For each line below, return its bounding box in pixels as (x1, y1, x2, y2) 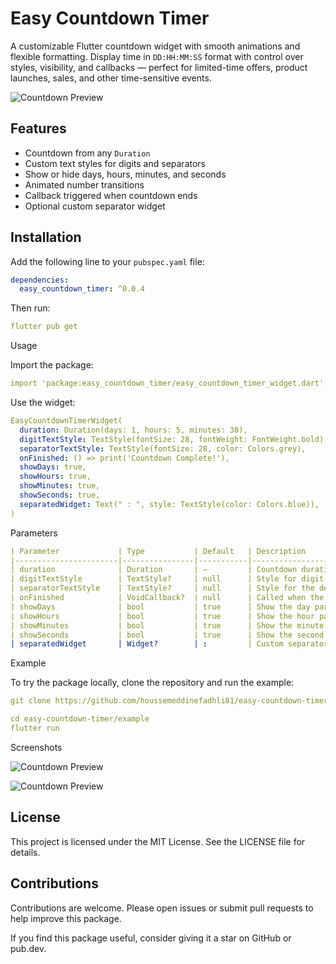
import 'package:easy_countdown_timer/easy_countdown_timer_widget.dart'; (10, 378, 329, 389)
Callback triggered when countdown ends (24, 189, 198, 201)
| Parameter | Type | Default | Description (10, 546, 307, 556)
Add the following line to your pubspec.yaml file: (10, 255, 205, 267)
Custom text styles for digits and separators (24, 157, 206, 169)
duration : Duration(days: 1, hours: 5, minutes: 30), (19, 425, 248, 435)
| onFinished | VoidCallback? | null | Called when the (10, 593, 325, 603)
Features (10, 120, 67, 137)
